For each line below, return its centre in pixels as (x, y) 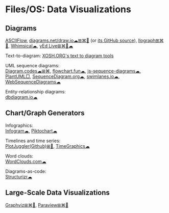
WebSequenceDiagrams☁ (33, 82)
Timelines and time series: (33, 141)
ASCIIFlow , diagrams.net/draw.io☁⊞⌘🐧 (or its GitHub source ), (71, 40)
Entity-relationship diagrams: (36, 92)
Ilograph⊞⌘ (151, 40)
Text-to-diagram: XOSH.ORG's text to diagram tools (59, 56)
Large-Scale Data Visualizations (57, 193)
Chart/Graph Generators (45, 113)
